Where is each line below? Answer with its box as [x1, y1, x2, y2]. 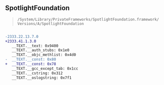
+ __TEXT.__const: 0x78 [5, 61, 56, 67]
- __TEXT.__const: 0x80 [5, 57, 56, 62]
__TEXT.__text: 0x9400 [11, 43, 58, 48]
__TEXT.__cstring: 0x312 [11, 71, 63, 76]
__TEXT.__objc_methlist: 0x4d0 [11, 53, 77, 57]
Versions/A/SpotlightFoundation [17, 21, 84, 26]
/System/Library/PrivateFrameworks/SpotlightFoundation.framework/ [17, 17, 159, 22]
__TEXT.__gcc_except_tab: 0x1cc [11, 66, 79, 71]
